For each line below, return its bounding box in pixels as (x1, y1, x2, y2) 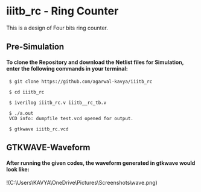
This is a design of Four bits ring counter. (6, 24, 109, 31)
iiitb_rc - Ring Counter (6, 4, 119, 18)
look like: (6, 165, 30, 173)
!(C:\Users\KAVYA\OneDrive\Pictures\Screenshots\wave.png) (6, 179, 158, 187)
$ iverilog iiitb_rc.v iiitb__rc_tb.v (8, 100, 107, 106)
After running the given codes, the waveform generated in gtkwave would (6, 159, 196, 167)
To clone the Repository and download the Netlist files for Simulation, (6, 59, 184, 66)
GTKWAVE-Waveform (6, 142, 91, 152)
